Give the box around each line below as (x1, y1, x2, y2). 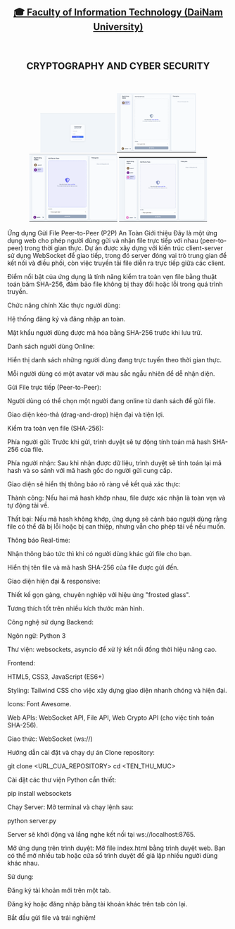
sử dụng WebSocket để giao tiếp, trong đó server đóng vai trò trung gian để (7, 252, 227, 260)
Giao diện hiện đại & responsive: (7, 577, 101, 586)
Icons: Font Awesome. (7, 700, 72, 708)
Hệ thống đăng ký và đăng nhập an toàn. (7, 315, 126, 324)
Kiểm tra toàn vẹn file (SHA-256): (7, 424, 104, 433)
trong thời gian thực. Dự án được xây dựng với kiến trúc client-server (24, 244, 223, 252)
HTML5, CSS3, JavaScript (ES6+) (7, 672, 105, 681)
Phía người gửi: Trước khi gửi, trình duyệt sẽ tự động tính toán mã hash (7, 438, 211, 446)
